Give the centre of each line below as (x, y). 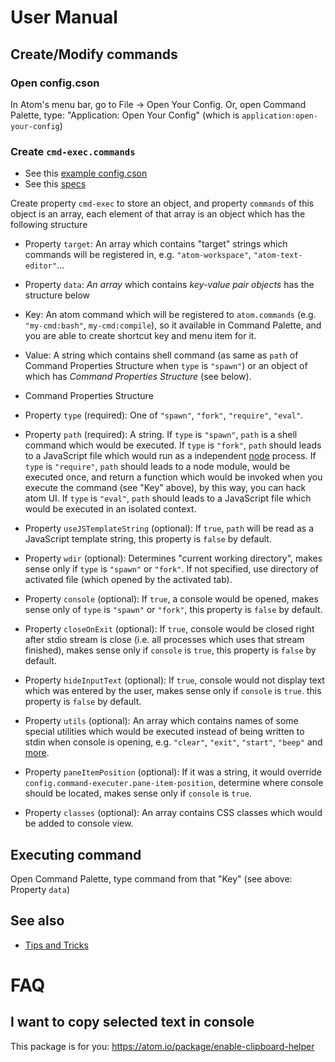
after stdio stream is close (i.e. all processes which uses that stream (164, 640)
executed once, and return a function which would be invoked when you (173, 477)
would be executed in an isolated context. (110, 509)
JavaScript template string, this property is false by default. (148, 539)
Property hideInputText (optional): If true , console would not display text (174, 680)
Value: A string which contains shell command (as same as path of (161, 355)
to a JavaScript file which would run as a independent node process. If (170, 456)
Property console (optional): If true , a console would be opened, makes (171, 599)
